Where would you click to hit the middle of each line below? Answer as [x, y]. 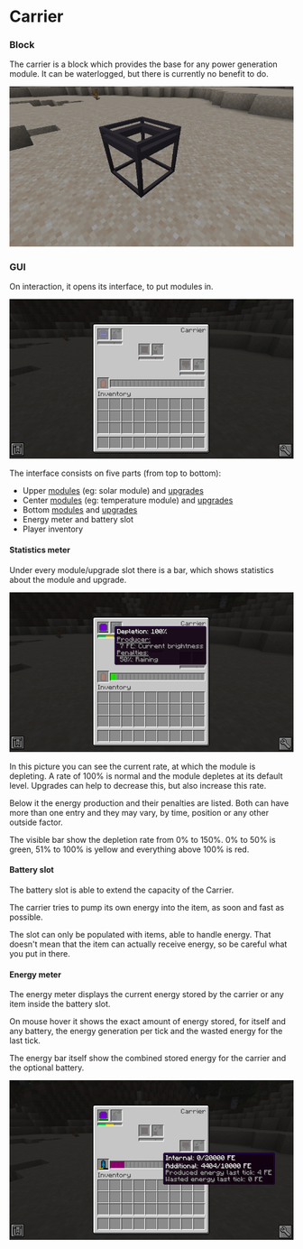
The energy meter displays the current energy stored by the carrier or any [147, 995]
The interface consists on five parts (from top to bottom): [115, 473]
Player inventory [53, 529]
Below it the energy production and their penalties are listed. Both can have [149, 803]
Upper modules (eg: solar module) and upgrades [113, 491]
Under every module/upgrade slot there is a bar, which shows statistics [142, 569]
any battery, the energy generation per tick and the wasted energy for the [146, 1032]
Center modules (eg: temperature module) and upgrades [128, 500]
